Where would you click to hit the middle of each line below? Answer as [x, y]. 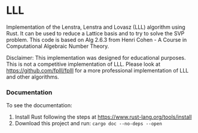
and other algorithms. [33, 77]
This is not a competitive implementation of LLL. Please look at [83, 64]
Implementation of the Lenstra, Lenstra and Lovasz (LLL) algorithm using [96, 27]
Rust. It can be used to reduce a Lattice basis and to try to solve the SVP [95, 33]
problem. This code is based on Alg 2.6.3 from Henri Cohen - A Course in [97, 40]
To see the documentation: [39, 105]
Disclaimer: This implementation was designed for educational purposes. [96, 58]
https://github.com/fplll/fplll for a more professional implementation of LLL [98, 70]
